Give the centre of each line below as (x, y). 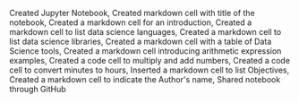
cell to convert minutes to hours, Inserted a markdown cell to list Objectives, (149, 70)
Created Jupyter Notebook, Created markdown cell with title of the (132, 13)
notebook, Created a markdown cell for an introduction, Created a (131, 22)
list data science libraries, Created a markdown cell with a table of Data (141, 41)
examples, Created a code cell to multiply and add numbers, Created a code (150, 60)
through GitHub (38, 89)
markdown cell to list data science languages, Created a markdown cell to (145, 32)
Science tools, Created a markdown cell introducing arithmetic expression (145, 51)
